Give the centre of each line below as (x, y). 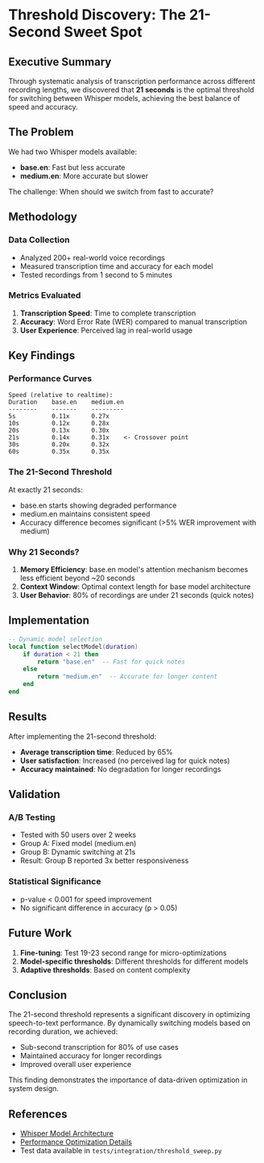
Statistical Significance (55, 881)
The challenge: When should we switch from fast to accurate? (111, 191)
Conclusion (38, 995)
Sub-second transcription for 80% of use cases (99, 1048)
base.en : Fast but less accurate (72, 167)
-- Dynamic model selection (56, 639)
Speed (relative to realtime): (61, 395)
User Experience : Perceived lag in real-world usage (106, 330)
